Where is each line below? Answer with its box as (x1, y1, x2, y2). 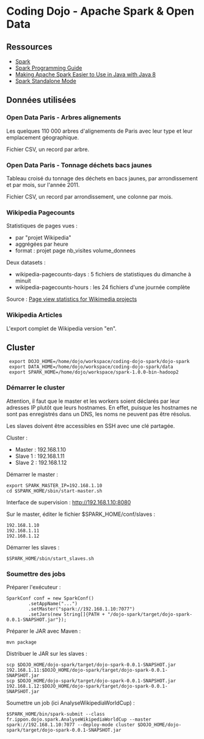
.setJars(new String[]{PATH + (28, 611, 105, 617)
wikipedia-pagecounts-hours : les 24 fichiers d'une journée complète (15, 284, 191, 291)
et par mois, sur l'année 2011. (6, 181, 80, 188)
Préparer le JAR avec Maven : (6, 627, 81, 634)
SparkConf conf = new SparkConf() (6, 595, 95, 601)
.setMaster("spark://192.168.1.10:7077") (28, 606, 136, 612)
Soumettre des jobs (6, 570, 66, 578)
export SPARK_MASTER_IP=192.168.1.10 (6, 482, 103, 488)
